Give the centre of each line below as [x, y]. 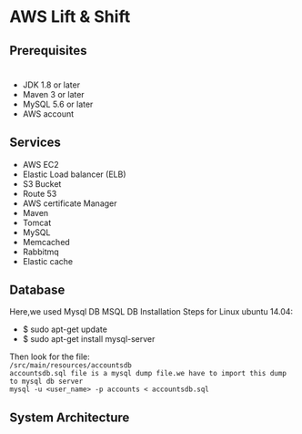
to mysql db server [46, 382]
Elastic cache [48, 261]
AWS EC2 [40, 164]
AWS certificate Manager [70, 203]
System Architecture [70, 417]
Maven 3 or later [53, 94]
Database [37, 289]
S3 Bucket [42, 183]
